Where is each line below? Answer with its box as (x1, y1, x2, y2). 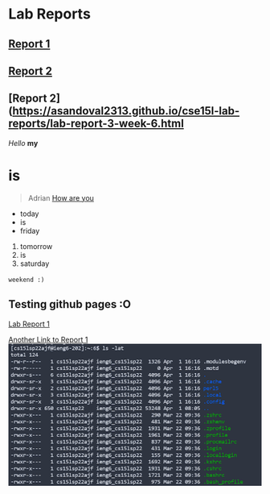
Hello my (8, 138, 39, 147)
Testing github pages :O (8, 297, 131, 311)
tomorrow (19, 241, 53, 251)
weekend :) (8, 276, 45, 284)
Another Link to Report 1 (8, 334, 88, 344)
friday (19, 226, 40, 235)
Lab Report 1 (8, 319, 50, 329)
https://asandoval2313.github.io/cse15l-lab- (11, 104, 239, 118)
